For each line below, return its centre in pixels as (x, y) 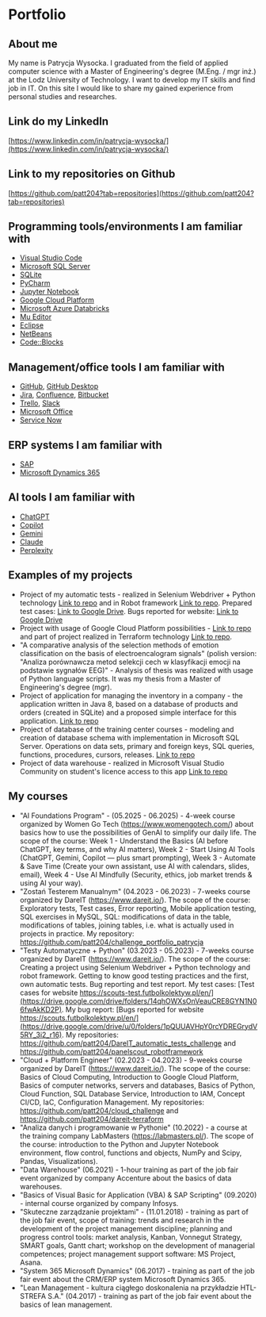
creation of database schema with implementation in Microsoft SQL (129, 737)
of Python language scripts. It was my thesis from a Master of (120, 678)
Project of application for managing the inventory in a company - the (131, 695)
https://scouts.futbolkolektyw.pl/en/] (79, 1018)
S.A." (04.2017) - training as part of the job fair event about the (149, 1296)
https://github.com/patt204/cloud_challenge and (99, 1110)
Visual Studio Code (51, 258)
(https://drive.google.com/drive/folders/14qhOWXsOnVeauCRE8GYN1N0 (138, 1000)
